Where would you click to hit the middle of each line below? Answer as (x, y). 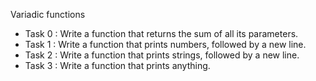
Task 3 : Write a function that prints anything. (117, 65)
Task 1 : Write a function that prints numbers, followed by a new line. (165, 44)
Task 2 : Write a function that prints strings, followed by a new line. (162, 55)
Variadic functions (48, 14)
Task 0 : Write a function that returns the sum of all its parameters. (161, 33)
